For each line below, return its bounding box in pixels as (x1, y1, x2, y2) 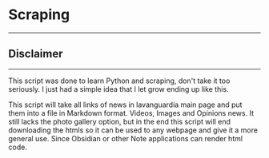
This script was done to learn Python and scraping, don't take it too (8, 76, 231, 85)
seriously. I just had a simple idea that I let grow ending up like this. (8, 84, 230, 93)
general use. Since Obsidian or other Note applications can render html (8, 133, 243, 143)
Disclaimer (8, 47, 63, 61)
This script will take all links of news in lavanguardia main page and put (8, 100, 243, 109)
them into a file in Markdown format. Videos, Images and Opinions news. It (8, 108, 255, 117)
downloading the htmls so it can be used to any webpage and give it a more (8, 125, 259, 135)
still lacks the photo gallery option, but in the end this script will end (8, 117, 231, 126)
